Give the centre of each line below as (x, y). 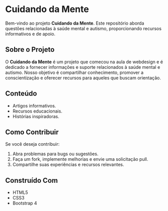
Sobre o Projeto (30, 49)
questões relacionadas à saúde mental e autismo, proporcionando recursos (83, 28)
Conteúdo (21, 94)
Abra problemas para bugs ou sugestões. (55, 154)
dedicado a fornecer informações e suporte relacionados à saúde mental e (83, 67)
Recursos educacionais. (37, 111)
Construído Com (31, 180)
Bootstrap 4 (25, 203)
